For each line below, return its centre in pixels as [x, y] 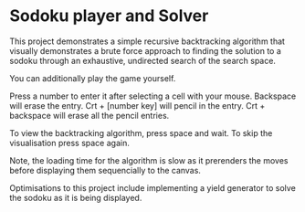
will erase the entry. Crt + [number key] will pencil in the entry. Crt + [137, 105]
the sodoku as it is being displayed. [76, 197]
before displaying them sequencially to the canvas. [105, 170]
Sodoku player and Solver [109, 16]
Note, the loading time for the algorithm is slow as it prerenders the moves [149, 160]
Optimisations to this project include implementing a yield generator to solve [153, 187]
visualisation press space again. [69, 143]
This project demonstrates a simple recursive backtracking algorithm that [147, 41]
